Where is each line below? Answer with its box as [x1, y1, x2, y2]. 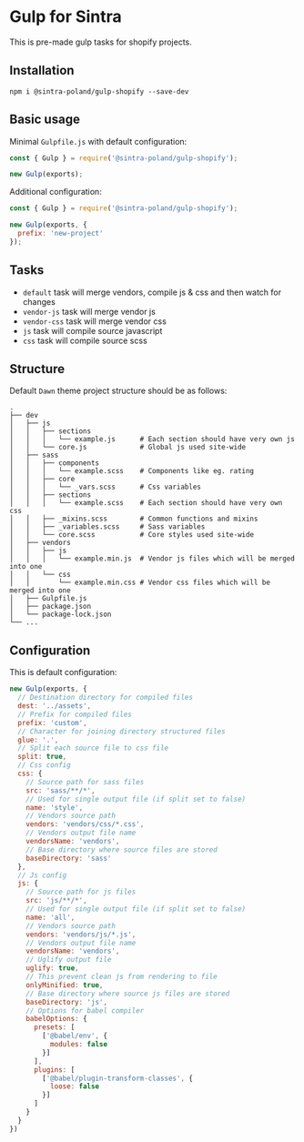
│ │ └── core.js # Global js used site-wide [9, 443, 247, 452]
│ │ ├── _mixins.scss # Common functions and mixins [9, 514, 258, 524]
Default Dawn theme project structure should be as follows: [9, 385, 228, 397]
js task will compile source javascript [22, 325, 163, 336]
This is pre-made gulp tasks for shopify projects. [9, 36, 193, 47]
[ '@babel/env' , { [42, 1031, 107, 1041]
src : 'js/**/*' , [25, 896, 88, 905]
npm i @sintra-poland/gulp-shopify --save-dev [9, 86, 189, 96]
